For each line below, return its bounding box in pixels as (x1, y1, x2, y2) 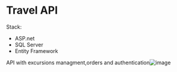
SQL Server (14, 41, 44, 48)
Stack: (6, 23, 22, 30)
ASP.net (14, 35, 35, 42)
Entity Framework (14, 47, 58, 54)
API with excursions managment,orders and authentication (6, 59, 150, 66)
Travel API (6, 4, 58, 17)
